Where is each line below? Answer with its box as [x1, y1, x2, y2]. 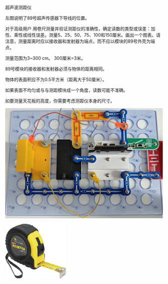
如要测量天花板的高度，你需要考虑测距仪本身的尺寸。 [5, 98, 115, 104]
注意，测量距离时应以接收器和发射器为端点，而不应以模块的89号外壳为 [5, 38, 151, 44]
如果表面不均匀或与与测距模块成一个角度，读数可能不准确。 [5, 87, 128, 93]
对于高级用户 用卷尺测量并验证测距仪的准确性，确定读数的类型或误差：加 [5, 26, 155, 32]
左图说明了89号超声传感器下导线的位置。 [5, 15, 90, 21]
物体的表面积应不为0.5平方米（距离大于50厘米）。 [5, 77, 107, 82]
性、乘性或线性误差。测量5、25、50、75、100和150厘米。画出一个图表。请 [5, 32, 161, 38]
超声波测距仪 [5, 5, 31, 10]
